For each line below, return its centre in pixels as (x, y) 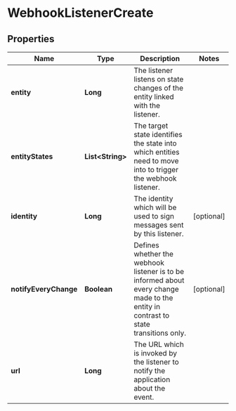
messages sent (158, 225)
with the (146, 105)
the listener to (156, 362)
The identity (153, 198)
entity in (146, 307)
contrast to (151, 315)
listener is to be (159, 272)
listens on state (158, 79)
